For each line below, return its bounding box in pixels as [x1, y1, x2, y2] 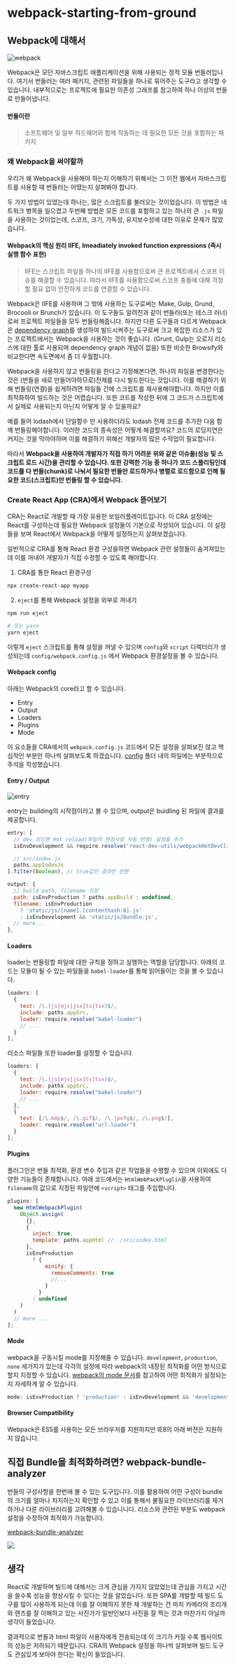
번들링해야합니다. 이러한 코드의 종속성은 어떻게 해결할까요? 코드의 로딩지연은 [14, 426, 224, 434]
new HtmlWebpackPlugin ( [13, 1204, 83, 1211]
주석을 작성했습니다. [7, 760, 62, 769]
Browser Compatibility [7, 1408, 74, 1417]
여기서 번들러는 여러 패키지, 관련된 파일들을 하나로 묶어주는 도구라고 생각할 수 [16, 77, 227, 85]
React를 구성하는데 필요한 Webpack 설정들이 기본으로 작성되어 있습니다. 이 [7, 521, 213, 529]
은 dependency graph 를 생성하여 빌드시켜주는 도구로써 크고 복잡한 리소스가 [7, 325, 215, 334]
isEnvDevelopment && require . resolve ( [13, 842, 127, 849]
